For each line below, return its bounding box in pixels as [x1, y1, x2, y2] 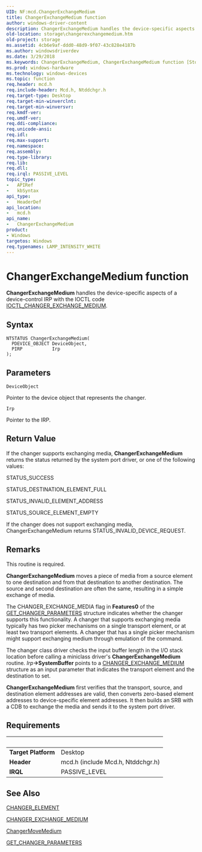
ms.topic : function [6, 76, 55, 82]
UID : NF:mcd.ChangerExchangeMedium [6, 8, 96, 15]
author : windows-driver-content [6, 20, 87, 26]
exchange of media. [6, 591, 56, 598]
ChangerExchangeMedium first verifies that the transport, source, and [6, 684, 183, 691]
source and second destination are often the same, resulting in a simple [6, 584, 183, 592]
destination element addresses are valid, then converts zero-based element [6, 690, 194, 697]
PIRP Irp [11, 346, 61, 352]
